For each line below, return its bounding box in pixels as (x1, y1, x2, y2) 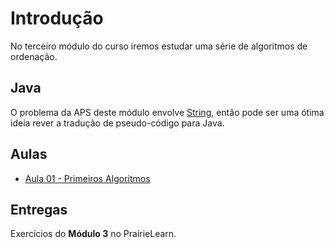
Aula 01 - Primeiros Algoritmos (24, 172, 151, 184)
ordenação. (10, 50, 58, 62)
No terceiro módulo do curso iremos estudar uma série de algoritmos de (10, 40, 308, 52)
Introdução (10, 7, 104, 30)
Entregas (10, 201, 68, 218)
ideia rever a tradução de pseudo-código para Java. (10, 117, 225, 129)
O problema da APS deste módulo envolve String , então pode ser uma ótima (10, 106, 325, 118)
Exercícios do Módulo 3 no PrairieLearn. (10, 228, 177, 240)
